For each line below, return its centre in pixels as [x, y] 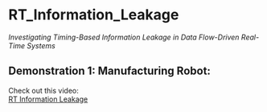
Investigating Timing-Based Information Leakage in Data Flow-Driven [124, 37]
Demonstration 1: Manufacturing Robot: [110, 71]
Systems [41, 45]
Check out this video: [43, 90]
